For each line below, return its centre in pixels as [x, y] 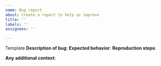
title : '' [16, 19]
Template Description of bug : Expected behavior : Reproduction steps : [81, 48]
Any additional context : [31, 58]
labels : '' [17, 24]
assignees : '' [20, 29]
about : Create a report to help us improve [52, 15]
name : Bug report [24, 10]
